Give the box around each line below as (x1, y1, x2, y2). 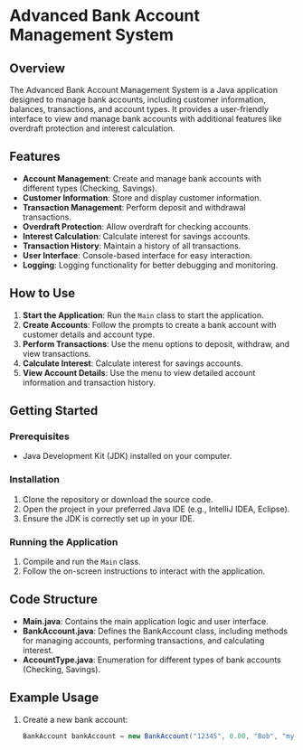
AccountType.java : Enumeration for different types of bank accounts (22, 654, 282, 665)
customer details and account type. (22, 329, 156, 340)
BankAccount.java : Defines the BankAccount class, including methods (22, 625, 288, 636)
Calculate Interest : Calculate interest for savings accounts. (22, 358, 243, 369)
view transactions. (22, 348, 91, 359)
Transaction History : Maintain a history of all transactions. (22, 240, 241, 251)
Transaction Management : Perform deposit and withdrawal (22, 202, 246, 212)
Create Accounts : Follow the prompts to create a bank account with (22, 319, 278, 330)
